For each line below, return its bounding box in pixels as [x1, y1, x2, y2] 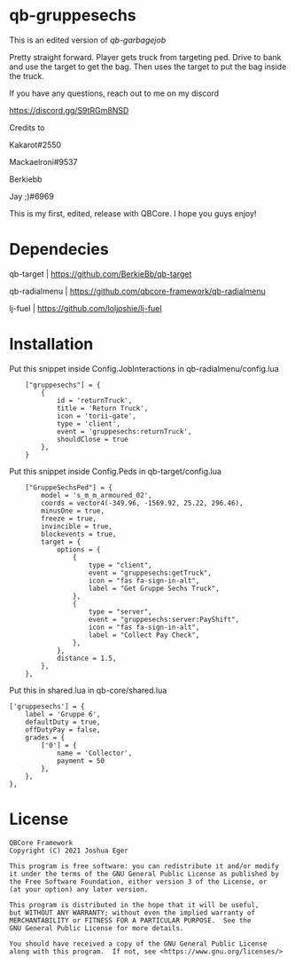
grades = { [25, 733, 66, 741]
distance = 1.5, [56, 654, 117, 663]
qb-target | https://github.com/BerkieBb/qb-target [9, 268, 192, 279]
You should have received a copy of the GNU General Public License [9, 939, 268, 948]
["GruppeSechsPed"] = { [25, 482, 113, 492]
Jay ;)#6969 [9, 191, 55, 201]
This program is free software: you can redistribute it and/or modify [9, 861, 279, 870]
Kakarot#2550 [9, 139, 62, 150]
